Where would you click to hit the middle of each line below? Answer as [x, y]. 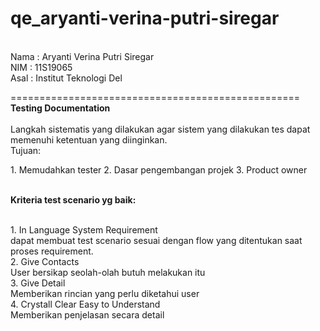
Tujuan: [26, 150]
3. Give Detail [38, 283]
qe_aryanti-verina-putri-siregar [145, 18]
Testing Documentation [60, 108]
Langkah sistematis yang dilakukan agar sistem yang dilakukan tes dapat [160, 129]
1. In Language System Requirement [84, 229]
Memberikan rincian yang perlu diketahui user [105, 293]
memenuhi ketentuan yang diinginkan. [89, 139]
